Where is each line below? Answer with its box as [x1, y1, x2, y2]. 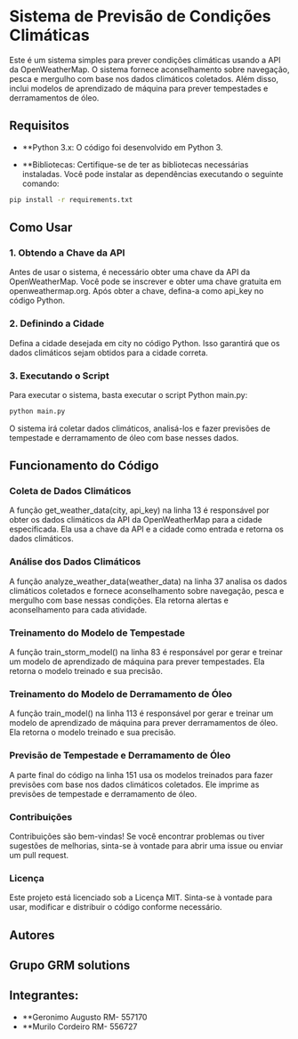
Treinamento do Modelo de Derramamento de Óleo [9, 687, 233, 700]
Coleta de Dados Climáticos [9, 485, 132, 498]
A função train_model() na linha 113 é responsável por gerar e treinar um [9, 708, 274, 718]
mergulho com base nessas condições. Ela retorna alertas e [9, 595, 230, 605]
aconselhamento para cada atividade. [9, 604, 148, 615]
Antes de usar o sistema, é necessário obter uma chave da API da [9, 267, 251, 278]
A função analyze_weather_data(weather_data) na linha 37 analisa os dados [9, 576, 287, 587]
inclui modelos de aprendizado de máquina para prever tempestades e [9, 83, 269, 93]
